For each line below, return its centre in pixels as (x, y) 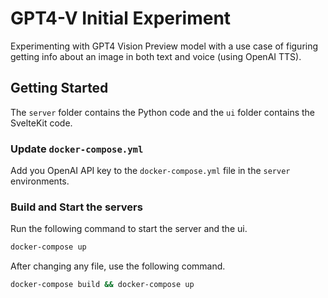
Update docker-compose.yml (77, 149)
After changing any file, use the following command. (118, 266)
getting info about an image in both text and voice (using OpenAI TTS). (156, 56)
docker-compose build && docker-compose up (102, 285)
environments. (40, 181)
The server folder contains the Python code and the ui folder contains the (163, 112)
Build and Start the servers (76, 207)
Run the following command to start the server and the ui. (129, 229)
